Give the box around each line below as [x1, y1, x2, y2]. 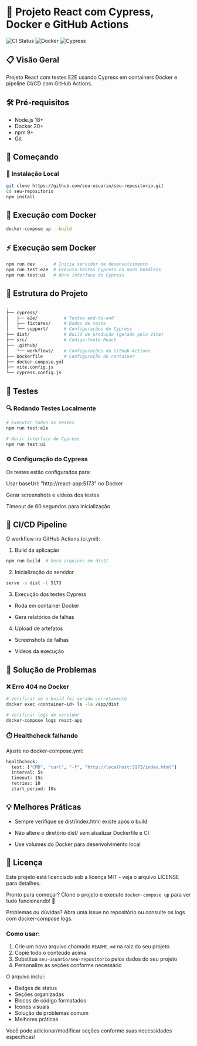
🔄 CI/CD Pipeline [6, 520, 67, 530]
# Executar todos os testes [6, 419, 75, 425]
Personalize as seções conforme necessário [14, 961, 122, 968]
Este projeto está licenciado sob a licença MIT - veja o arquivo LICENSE [6, 873, 179, 880]
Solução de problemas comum [14, 1009, 89, 1017]
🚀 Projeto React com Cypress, [6, 5, 154, 19]
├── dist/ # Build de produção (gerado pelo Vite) [6, 332, 164, 338]
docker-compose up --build [6, 226, 72, 232]
